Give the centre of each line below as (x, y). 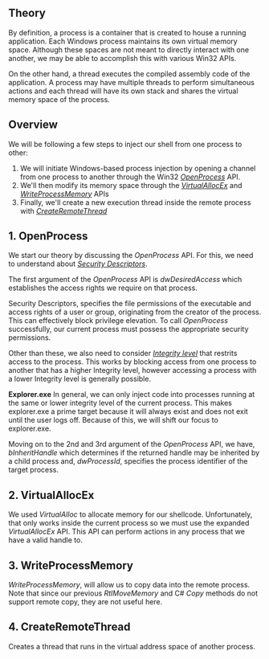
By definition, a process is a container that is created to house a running (127, 32)
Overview (33, 125)
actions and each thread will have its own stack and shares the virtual (123, 91)
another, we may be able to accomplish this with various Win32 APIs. (122, 58)
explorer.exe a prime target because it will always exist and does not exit (128, 411)
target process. (33, 470)
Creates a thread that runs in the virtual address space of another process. (132, 646)
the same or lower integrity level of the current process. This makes (120, 403)
